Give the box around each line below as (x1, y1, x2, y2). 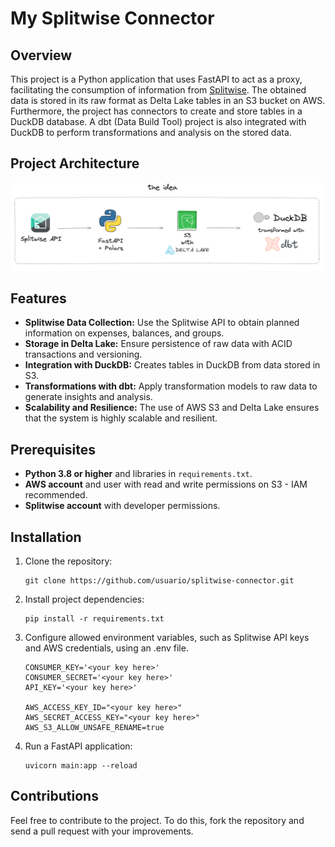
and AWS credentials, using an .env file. (24, 642, 189, 654)
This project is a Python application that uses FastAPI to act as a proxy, (10, 73, 303, 85)
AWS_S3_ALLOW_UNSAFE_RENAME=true (24, 723, 165, 733)
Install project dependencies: (24, 593, 145, 606)
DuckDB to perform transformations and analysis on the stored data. (10, 127, 292, 138)
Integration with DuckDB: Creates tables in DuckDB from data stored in (24, 359, 321, 371)
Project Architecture (10, 155, 140, 172)
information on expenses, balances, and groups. (24, 327, 225, 339)
